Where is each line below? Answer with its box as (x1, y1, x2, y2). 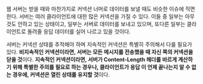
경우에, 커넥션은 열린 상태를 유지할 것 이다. (12, 71, 110, 78)
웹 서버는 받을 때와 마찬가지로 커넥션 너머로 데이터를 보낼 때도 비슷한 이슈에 (6, 5, 184, 12)
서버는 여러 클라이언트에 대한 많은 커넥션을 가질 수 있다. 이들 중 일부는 (19, 13, 184, 20)
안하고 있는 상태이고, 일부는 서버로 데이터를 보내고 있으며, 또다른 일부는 (17, 21, 186, 27)
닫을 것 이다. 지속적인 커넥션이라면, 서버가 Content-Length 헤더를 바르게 (6, 56, 178, 63)
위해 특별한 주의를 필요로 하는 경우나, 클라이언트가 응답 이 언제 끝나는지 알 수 (12, 63, 191, 71)
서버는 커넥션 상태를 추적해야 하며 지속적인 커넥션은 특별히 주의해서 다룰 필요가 (6, 41, 193, 48)
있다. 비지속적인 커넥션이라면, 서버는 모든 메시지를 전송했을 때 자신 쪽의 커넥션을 (6, 48, 193, 56)
